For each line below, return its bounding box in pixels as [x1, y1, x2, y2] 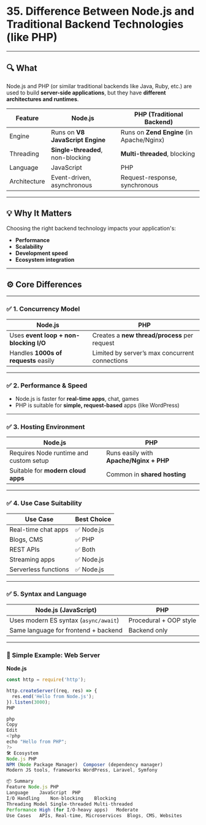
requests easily [9, 356, 55, 365]
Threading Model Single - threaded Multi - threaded [6, 801, 133, 807]
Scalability [15, 243, 44, 250]
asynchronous [51, 181, 93, 189]
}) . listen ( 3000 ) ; [6, 699, 51, 705]
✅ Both [75, 545, 96, 553]
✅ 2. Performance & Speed [6, 381, 88, 390]
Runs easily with [106, 449, 153, 457]
